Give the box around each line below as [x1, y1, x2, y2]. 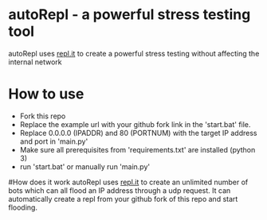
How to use [8, 85, 84, 103]
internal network [8, 57, 62, 67]
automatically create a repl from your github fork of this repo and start [8, 194, 238, 203]
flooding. [8, 203, 38, 212]
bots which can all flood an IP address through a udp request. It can [8, 185, 231, 195]
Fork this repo [19, 111, 66, 121]
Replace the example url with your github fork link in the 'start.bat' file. [19, 119, 251, 129]
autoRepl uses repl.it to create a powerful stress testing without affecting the [8, 48, 260, 58]
